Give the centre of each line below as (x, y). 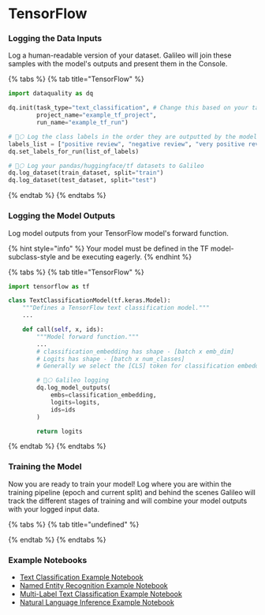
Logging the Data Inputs (55, 39)
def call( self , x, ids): (63, 330)
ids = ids (63, 410)
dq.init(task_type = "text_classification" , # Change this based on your (128, 108)
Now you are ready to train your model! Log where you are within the (120, 484)
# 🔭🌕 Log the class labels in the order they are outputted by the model (133, 136)
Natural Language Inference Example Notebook (97, 602)
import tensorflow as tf (49, 286)
